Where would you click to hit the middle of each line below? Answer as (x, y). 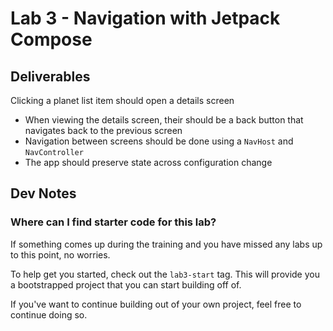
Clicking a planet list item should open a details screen (122, 100)
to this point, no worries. (60, 254)
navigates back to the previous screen (103, 130)
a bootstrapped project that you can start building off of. (126, 284)
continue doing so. (49, 314)
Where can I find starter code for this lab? (113, 222)
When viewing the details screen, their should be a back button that (164, 120)
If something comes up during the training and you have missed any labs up (166, 244)
